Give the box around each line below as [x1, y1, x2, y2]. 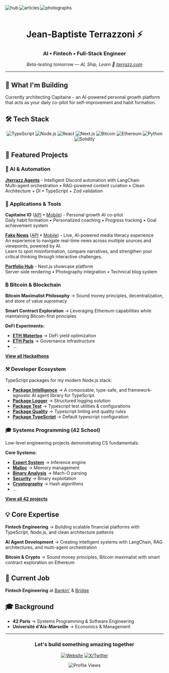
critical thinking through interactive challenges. [5, 254, 103, 260]
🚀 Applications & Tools [5, 200, 61, 207]
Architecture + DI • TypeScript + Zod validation [5, 188, 103, 194]
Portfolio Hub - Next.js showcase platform [5, 263, 93, 269]
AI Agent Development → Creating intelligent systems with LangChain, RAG [5, 539, 163, 545]
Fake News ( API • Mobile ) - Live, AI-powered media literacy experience [5, 232, 154, 239]
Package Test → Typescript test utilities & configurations [12, 403, 131, 409]
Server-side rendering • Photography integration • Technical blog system [5, 269, 157, 275]
